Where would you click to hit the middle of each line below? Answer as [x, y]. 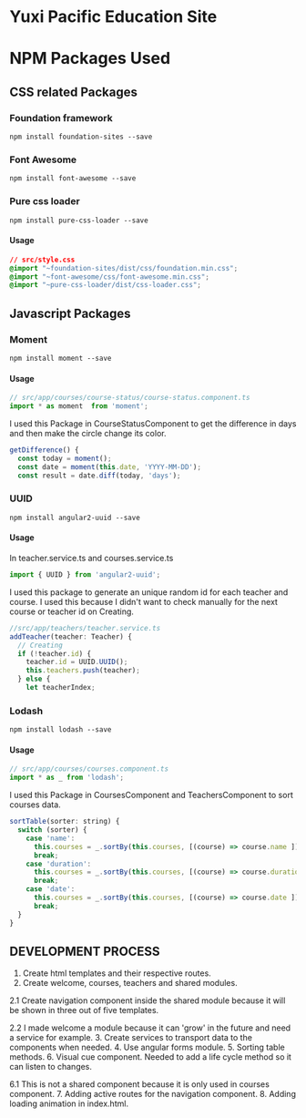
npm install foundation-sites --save [81, 137]
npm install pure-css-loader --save [79, 221]
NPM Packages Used [90, 59]
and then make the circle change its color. [88, 433]
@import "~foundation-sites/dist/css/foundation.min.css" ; [124, 268]
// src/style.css [42, 260]
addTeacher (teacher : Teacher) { [71, 636]
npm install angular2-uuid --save [75, 518]
